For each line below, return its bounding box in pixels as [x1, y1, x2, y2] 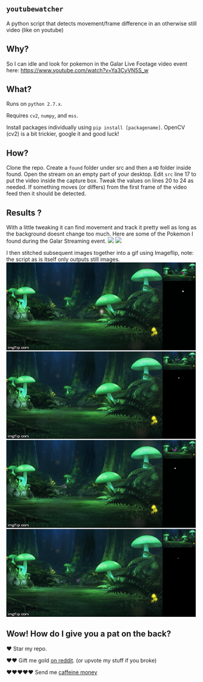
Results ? [6, 207, 42, 218]
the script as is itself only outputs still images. [6, 256, 120, 263]
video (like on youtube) [6, 26, 64, 33]
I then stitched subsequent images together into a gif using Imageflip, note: [6, 249, 194, 257]
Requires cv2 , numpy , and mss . [6, 112, 79, 119]
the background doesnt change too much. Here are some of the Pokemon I [6, 230, 194, 238]
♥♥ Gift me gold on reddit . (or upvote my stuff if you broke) [6, 656, 157, 664]
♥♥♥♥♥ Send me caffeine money [6, 668, 98, 676]
